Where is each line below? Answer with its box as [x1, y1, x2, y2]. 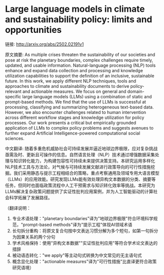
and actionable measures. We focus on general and [22, 88, 126, 94]
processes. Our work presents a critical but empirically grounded [5, 119, 136, 126]
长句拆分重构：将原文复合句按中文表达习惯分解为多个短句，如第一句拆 [12, 227, 154, 234]
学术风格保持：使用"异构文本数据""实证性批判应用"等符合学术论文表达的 [12, 240, 158, 246]
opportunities [5, 25, 62, 35]
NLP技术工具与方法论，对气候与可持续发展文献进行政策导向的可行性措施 [5, 164, 151, 170]
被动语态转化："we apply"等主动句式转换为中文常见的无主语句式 [12, 252, 142, 258]
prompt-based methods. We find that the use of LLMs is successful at [5, 99, 146, 105]
